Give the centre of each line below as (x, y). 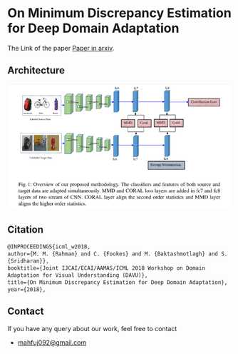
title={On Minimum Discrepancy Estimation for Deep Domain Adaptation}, (118, 283)
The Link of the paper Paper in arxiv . (61, 48)
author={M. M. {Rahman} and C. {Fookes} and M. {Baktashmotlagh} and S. (118, 254)
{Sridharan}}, (29, 261)
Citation (26, 229)
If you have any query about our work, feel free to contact (92, 328)
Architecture (36, 70)
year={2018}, (27, 290)
